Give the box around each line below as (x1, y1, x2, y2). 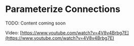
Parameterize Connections (5, 3, 121, 15)
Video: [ (5, 29, 22, 35)
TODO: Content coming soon (5, 20, 66, 26)
